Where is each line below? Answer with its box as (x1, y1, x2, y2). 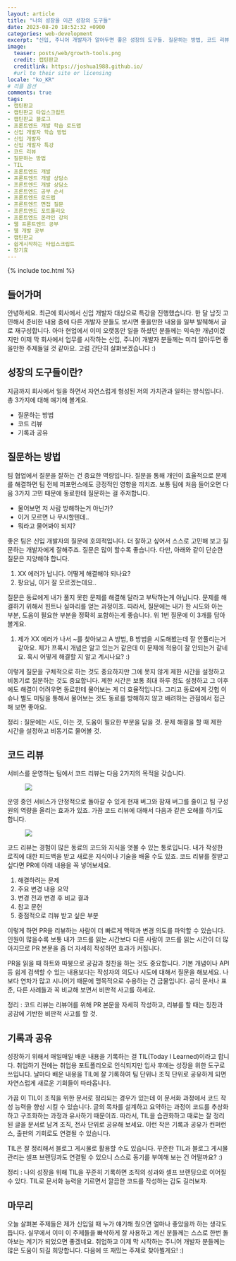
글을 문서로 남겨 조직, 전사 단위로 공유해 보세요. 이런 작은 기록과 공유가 (14, 1120, 208, 1129)
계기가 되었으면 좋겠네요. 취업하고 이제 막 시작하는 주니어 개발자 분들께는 (25, 1238, 225, 1245)
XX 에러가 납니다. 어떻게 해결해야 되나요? (17, 569, 131, 577)
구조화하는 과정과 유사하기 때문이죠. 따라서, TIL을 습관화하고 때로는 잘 (20, 1111, 212, 1120)
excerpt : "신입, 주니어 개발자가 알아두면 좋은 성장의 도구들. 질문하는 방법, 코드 (7, 37, 217, 44)
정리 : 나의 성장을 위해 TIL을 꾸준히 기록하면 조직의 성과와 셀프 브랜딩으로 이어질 (7, 1168, 227, 1177)
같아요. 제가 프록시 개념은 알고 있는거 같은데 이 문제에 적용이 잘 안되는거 (17, 643, 215, 652)
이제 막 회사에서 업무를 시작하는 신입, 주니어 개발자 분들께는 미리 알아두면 (20, 335, 222, 344)
